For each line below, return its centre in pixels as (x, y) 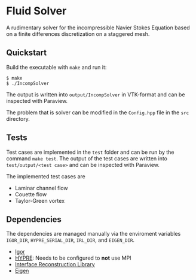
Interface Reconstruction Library (55, 264)
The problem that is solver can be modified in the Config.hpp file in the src (98, 112)
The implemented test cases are (46, 176)
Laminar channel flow (41, 188)
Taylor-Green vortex (39, 200)
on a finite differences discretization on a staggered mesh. (78, 34)
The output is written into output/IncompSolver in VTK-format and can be (96, 95)
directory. (18, 118)
